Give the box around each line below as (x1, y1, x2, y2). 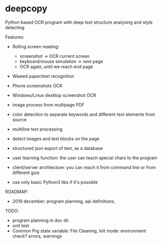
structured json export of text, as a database (12, 145, 103, 151)
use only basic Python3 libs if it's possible (12, 179, 98, 185)
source (12, 116, 27, 122)
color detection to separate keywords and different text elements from (12, 111, 156, 117)
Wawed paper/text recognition (12, 73, 74, 79)
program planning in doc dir (12, 217, 69, 223)
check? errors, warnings (12, 233, 62, 239)
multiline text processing (12, 126, 63, 132)
